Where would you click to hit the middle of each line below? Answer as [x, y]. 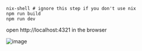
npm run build [24, 14]
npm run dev [21, 19]
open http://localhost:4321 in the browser [57, 30]
